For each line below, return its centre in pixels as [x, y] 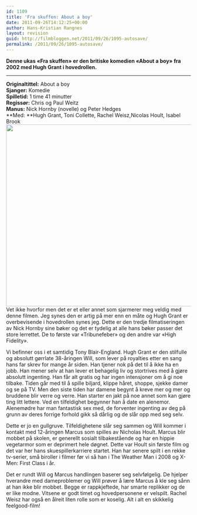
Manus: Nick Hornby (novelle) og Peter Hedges [64, 109]
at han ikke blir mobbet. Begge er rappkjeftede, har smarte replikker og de [96, 487]
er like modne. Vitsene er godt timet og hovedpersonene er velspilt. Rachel [96, 493]
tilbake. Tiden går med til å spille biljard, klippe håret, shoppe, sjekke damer [97, 383]
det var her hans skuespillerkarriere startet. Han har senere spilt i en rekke [96, 450]
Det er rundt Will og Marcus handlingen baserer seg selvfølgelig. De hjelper [97, 474]
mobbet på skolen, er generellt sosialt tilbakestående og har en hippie [90, 438]
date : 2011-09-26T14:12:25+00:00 [47, 22]
